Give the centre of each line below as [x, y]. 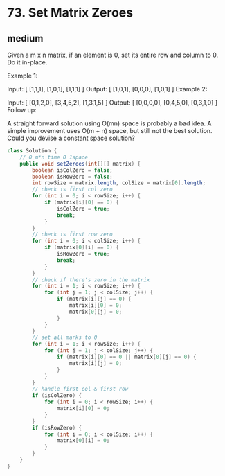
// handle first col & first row [80, 389]
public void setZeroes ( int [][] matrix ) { [80, 164]
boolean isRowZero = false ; [72, 177]
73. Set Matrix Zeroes [70, 13]
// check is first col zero [72, 189]
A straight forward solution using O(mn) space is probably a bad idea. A [109, 123]
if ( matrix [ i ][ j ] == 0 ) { [94, 299]
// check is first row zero [72, 235]
